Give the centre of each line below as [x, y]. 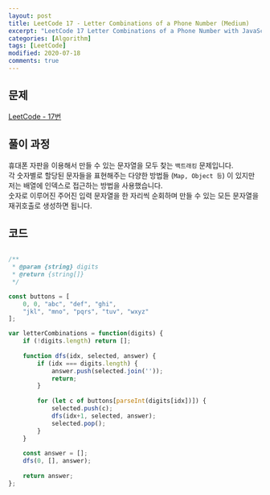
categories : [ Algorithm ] [50, 38]
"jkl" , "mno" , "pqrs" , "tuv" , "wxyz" [86, 311]
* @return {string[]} [48, 275]
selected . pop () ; [78, 423]
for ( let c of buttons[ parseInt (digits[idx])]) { [122, 401]
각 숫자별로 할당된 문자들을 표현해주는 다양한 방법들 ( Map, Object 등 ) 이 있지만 [132, 175]
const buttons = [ [39, 296]
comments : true [34, 61]
